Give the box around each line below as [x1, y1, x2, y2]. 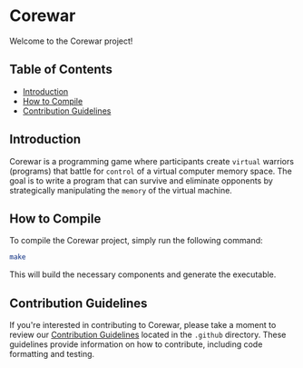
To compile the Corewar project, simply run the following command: [9, 235, 263, 246]
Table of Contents [9, 62, 113, 77]
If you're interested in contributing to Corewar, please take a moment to [9, 320, 277, 331]
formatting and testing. [9, 349, 95, 360]
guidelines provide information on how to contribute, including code [9, 339, 263, 350]
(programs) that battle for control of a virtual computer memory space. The [9, 165, 292, 176]
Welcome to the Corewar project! [9, 35, 133, 46]
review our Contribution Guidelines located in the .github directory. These [9, 329, 287, 341]
